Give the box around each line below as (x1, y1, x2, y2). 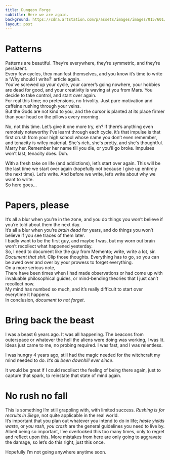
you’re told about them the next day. (5, 222, 81, 228)
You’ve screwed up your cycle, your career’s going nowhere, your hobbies (5, 81, 160, 88)
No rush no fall (5, 390, 68, 402)
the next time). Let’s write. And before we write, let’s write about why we (5, 171, 156, 177)
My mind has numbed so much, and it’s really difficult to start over (5, 286, 143, 292)
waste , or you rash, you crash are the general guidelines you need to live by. (5, 423, 165, 429)
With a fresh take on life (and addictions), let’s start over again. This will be (5, 160, 161, 166)
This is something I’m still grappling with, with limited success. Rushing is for (5, 407, 165, 413)
